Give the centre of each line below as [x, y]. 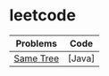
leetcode [42, 15]
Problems [37, 43]
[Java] [81, 58]
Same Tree [37, 58]
